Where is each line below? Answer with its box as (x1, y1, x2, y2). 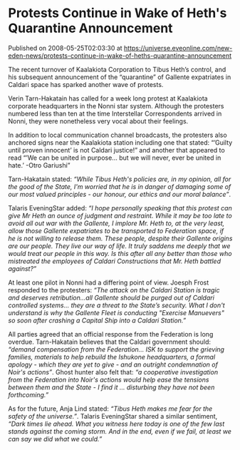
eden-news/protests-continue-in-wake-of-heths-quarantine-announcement (8, 51, 232, 60)
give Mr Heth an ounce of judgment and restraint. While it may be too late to (8, 211, 232, 220)
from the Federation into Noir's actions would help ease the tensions (8, 375, 209, 384)
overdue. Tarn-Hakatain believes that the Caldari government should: (8, 337, 211, 346)
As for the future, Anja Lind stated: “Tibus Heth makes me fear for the (8, 404, 213, 413)
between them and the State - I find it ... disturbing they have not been (8, 383, 215, 392)
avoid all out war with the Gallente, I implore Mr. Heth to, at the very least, (8, 219, 225, 227)
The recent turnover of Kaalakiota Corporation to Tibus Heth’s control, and (8, 65, 226, 73)
